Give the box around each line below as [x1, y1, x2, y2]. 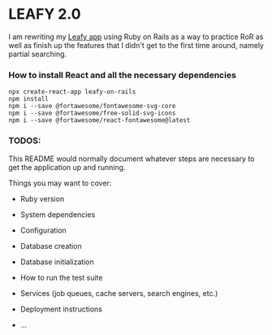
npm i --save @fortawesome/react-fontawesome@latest [8, 116, 191, 124]
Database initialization [19, 257, 95, 267]
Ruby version [19, 194, 65, 203]
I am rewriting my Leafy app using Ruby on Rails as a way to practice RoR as [8, 32, 264, 41]
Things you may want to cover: [8, 178, 112, 188]
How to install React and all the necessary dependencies [8, 69, 237, 80]
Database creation [19, 241, 83, 250]
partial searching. [8, 49, 67, 59]
